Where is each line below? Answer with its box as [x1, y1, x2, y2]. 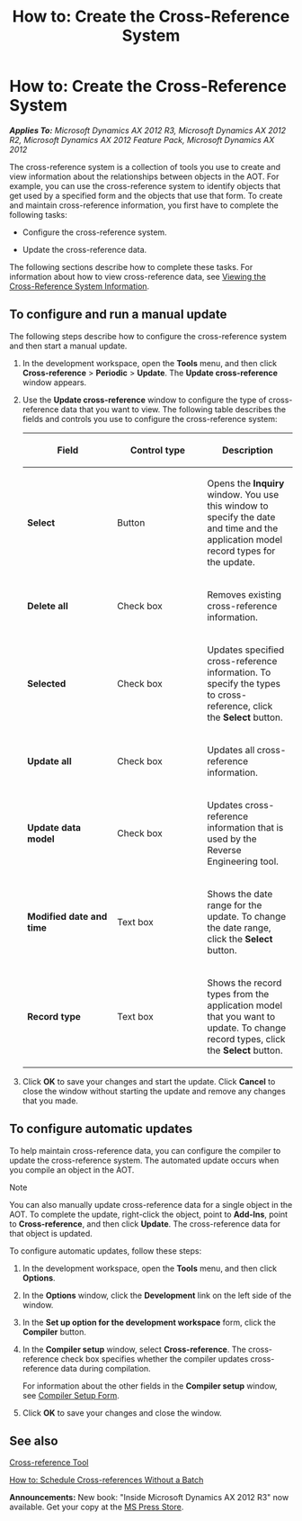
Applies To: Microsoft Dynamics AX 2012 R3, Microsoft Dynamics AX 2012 [9, 124, 287, 136]
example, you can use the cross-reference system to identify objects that [9, 180, 281, 191]
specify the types [206, 677, 281, 689]
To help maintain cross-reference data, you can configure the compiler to [9, 1145, 281, 1156]
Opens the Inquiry [206, 477, 285, 490]
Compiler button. [22, 1326, 87, 1337]
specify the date [206, 510, 276, 523]
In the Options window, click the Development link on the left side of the [22, 1290, 292, 1300]
